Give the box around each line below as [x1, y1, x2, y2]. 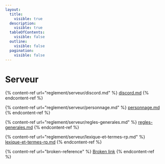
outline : [9, 39, 27, 44]
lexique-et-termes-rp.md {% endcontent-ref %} [5, 139, 102, 145]
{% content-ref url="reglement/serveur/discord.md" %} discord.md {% [5, 90, 149, 96]
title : [9, 12, 23, 17]
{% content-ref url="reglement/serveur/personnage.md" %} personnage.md [5, 105, 160, 111]
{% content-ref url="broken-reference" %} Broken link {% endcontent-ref [5, 149, 155, 155]
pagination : [9, 48, 34, 53]
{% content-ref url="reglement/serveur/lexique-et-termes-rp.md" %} [5, 134, 145, 140]
